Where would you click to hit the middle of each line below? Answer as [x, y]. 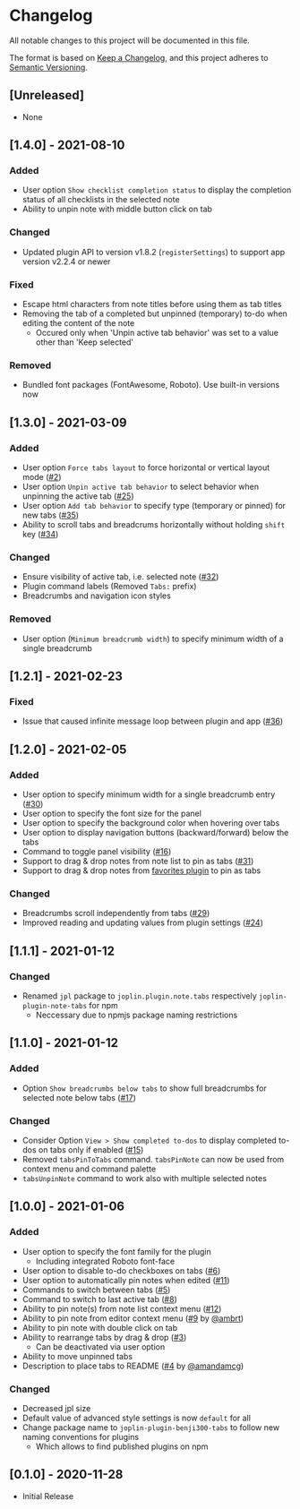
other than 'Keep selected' [85, 342]
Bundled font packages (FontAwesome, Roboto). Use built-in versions [151, 385]
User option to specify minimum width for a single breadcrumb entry [149, 794]
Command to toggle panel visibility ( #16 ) [97, 851]
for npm [103, 1005]
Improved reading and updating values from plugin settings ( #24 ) [143, 922]
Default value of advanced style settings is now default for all [136, 1418]
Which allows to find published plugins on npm [122, 1446]
